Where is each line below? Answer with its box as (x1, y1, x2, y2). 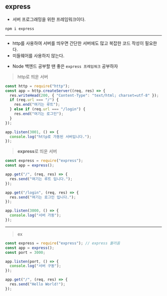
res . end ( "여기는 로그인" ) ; (14, 111, 64, 117)
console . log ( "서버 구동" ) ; (9, 264, 61, 269)
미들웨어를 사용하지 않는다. (12, 53, 65, 59)
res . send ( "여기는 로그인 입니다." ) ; (9, 195, 76, 200)
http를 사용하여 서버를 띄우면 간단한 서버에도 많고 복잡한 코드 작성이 (12, 40, 144, 46)
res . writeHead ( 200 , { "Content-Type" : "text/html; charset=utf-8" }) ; (9, 93, 159, 98)
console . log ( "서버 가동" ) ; (9, 213, 61, 218)
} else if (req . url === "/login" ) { (9, 107, 85, 112)
